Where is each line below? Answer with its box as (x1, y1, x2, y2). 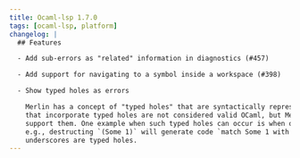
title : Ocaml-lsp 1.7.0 (9, 12, 98, 22)
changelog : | (9, 29, 58, 38)
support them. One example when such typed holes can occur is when (25, 119, 286, 128)
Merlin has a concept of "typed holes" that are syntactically (25, 103, 266, 112)
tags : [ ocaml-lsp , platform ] (9, 21, 118, 30)
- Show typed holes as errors (17, 87, 129, 96)
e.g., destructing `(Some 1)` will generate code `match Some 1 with (25, 127, 290, 137)
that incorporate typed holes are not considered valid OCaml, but (25, 111, 281, 120)
